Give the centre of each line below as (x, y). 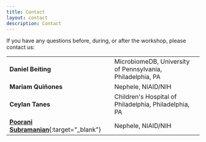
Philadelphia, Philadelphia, (152, 105)
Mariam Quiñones (36, 87)
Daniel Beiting (30, 69)
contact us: (21, 47)
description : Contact (34, 23)
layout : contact (27, 18)
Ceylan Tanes (30, 105)
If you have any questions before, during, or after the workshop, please (96, 41)
